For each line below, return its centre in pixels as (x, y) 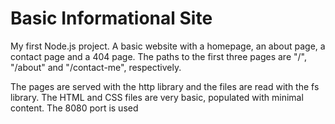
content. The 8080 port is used (74, 108)
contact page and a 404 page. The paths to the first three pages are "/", (158, 56)
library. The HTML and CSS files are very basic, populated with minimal (157, 97)
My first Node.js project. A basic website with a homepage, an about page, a (168, 46)
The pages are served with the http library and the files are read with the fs (165, 86)
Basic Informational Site (111, 18)
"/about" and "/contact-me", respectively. (96, 67)
